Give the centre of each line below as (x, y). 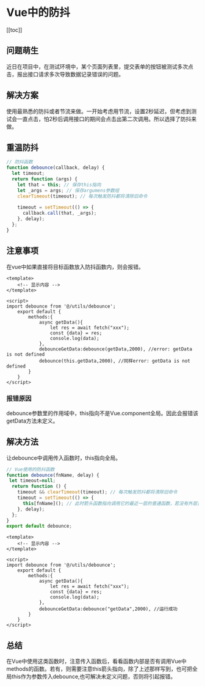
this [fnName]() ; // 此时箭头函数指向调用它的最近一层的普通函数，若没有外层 (110, 503)
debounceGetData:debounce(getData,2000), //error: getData (115, 349)
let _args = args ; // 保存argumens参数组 (68, 190)
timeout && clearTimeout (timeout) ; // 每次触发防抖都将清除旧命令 (98, 492)
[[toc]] (14, 30)
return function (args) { (45, 179)
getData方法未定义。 (32, 421)
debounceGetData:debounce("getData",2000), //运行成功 (108, 609)
